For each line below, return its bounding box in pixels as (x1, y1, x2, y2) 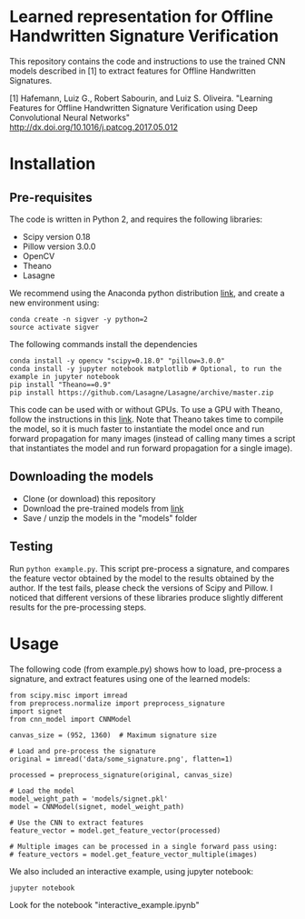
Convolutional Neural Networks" (9, 112, 130, 123)
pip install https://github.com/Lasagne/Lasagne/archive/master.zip (9, 388, 274, 397)
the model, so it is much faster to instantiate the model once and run (9, 423, 265, 434)
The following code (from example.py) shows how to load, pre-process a (9, 664, 282, 674)
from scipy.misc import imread (9, 691, 128, 700)
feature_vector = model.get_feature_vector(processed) (9, 825, 221, 835)
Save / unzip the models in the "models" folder (22, 512, 198, 524)
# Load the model (9, 786, 75, 795)
